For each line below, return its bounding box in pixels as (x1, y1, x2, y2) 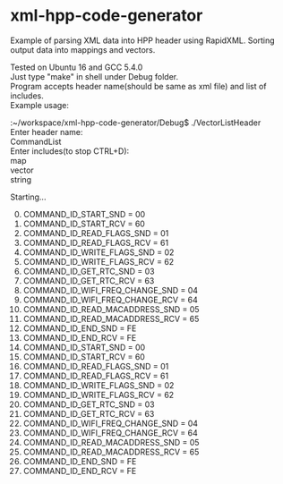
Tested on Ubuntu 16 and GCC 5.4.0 (10, 62, 143, 72)
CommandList (10, 136, 62, 147)
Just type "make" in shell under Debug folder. (10, 71, 179, 81)
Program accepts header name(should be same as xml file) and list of (10, 81, 267, 91)
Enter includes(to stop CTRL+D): (10, 145, 130, 157)
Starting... (10, 191, 47, 202)
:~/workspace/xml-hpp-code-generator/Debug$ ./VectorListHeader (10, 117, 262, 128)
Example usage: (10, 99, 70, 110)
